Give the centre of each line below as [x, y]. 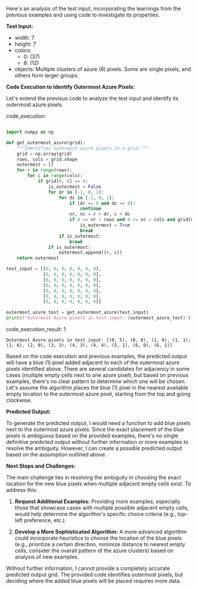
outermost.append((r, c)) [90, 253]
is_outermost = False [75, 187]
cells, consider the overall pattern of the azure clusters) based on [94, 550]
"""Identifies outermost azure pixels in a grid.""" [83, 148]
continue [90, 209]
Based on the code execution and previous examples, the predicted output [97, 356]
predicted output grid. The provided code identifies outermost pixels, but [95, 575]
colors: [23, 50]
